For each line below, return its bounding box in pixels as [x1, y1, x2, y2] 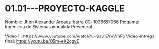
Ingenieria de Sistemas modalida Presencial [5, 24, 92, 29]
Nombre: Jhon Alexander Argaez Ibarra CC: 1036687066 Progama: [5, 19, 140, 24]
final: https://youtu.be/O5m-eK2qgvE [5, 38, 79, 44]
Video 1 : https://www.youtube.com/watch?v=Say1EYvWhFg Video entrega [5, 33, 155, 39]
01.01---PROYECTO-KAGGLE [5, 3, 125, 14]
